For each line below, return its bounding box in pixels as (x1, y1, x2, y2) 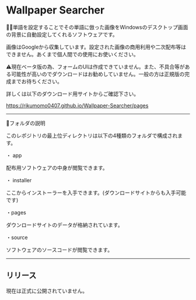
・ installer (6, 176, 32, 183)
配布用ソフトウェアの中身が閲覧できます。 (6, 164, 108, 171)
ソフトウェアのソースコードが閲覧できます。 (6, 246, 113, 253)
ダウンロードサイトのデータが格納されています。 (6, 221, 124, 229)
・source (6, 234, 28, 241)
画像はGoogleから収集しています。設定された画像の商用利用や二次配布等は (6, 43, 187, 50)
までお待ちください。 (10, 77, 62, 85)
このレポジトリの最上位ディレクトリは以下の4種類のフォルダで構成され (6, 132, 178, 139)
